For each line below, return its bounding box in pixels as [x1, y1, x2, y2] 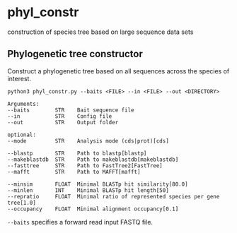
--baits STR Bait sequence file [7, 107, 134, 114]
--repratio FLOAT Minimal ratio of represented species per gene [7, 193, 220, 200]
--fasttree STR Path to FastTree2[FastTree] [7, 162, 163, 169]
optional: [7, 131, 37, 138]
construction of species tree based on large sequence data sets [7, 28, 194, 36]
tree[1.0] [7, 199, 37, 206]
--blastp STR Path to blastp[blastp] [7, 150, 147, 157]
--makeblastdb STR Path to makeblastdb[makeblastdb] [7, 156, 179, 163]
